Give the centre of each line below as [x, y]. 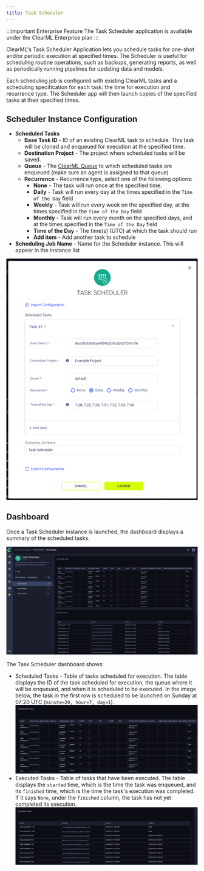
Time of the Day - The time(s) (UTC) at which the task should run [115, 231]
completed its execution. [46, 804]
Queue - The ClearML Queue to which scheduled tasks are [98, 166]
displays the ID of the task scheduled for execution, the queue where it [104, 683]
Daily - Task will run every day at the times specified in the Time [113, 192]
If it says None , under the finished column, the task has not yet [93, 797]
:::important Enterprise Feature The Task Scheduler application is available [99, 31]
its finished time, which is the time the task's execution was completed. [105, 791]
